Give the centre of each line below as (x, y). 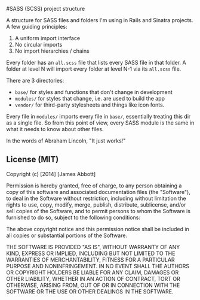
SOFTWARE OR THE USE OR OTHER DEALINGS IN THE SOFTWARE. (90, 291)
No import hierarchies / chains (52, 51)
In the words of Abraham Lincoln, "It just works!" (66, 141)
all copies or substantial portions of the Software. (67, 235)
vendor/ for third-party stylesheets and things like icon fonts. (90, 105)
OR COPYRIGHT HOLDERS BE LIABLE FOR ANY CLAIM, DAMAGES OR (93, 272)
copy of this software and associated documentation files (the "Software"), (99, 192)
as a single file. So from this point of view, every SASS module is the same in (100, 123)
